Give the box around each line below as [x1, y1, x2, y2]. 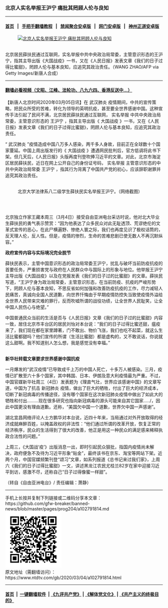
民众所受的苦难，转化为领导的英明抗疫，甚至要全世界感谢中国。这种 [18, 105, 158, 111]
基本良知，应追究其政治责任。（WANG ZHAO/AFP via [50, 64, 159, 70]
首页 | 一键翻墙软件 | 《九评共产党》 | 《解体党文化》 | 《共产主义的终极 [5, 591, 155, 597]
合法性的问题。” [9, 433, 40, 439]
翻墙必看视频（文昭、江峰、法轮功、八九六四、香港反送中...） [5, 87, 132, 93]
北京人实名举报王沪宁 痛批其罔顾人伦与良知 [5, 4, 109, 11]
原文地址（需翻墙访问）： [5, 569, 56, 575]
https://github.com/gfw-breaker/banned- [5, 500, 90, 506]
